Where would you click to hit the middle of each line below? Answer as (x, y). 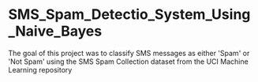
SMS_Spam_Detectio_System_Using (129, 15)
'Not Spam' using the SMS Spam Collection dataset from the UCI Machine (128, 61)
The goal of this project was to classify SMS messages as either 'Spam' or (129, 53)
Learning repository (40, 69)
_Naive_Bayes (55, 31)
